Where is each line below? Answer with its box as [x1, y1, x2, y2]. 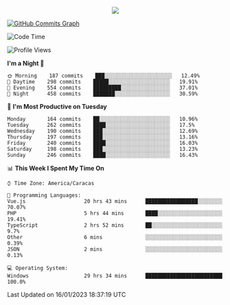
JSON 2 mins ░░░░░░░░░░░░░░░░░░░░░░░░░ [7, 246, 223, 253]
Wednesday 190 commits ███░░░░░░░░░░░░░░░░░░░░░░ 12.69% [7, 127, 198, 134]
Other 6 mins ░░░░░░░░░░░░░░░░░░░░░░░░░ [7, 234, 223, 241]
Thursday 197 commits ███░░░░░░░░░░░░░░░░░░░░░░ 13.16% [7, 134, 198, 141]
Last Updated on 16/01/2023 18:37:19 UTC [7, 291, 126, 298]
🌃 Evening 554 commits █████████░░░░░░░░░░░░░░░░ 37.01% [7, 84, 198, 91]
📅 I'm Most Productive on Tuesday [7, 103, 108, 110]
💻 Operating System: [7, 265, 69, 271]
